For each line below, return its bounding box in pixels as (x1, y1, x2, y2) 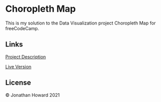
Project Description (5, 54, 46, 60)
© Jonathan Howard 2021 (5, 92, 60, 98)
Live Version (5, 63, 32, 69)
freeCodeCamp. (5, 25, 39, 31)
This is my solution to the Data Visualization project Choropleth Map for (5, 20, 156, 26)
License (5, 79, 31, 87)
